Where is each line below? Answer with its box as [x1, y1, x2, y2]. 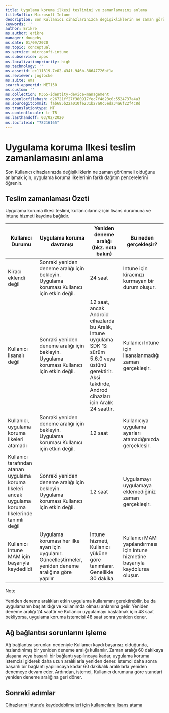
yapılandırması [123, 541, 158, 548]
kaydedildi [8, 566, 32, 573]
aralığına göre [39, 569, 72, 576]
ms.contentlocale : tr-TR [5, 110, 57, 116]
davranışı [51, 241, 74, 248]
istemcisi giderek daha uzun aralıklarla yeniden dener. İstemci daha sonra [5, 658, 157, 664]
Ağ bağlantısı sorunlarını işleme [5, 628, 107, 637]
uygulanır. [39, 550, 63, 557]
